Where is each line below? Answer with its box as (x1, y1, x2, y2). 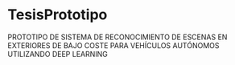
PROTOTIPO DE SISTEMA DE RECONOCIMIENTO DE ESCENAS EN (7, 32, 228, 42)
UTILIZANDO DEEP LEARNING (7, 49, 108, 59)
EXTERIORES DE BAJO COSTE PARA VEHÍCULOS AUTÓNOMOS (7, 40, 220, 50)
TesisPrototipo (7, 6, 108, 24)
